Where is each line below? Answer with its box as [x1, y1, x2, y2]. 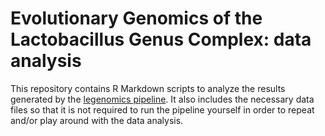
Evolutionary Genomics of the [10, 7, 263, 30]
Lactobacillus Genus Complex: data [10, 28, 312, 51]
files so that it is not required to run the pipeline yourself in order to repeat [10, 103, 315, 116]
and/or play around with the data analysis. [10, 114, 184, 126]
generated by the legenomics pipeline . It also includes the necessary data [10, 93, 315, 105]
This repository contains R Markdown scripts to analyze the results [10, 82, 286, 94]
